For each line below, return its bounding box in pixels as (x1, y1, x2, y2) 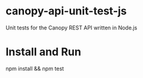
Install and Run (5, 45, 82, 59)
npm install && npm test (5, 65, 64, 72)
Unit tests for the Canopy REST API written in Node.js (5, 24, 138, 31)
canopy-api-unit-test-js (5, 4, 127, 18)
